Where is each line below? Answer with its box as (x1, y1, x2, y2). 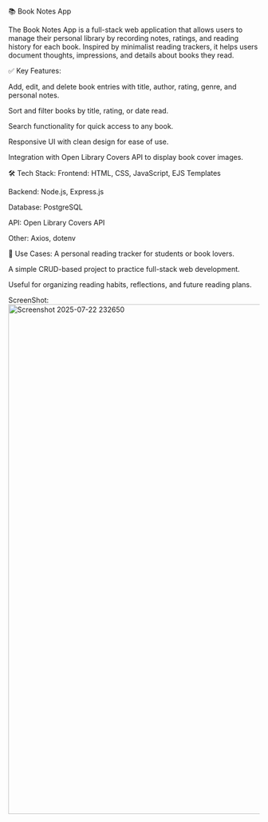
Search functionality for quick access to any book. (8, 122, 174, 130)
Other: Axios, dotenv (8, 233, 76, 242)
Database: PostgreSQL (8, 202, 84, 212)
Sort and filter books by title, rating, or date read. (8, 106, 169, 115)
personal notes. (8, 90, 60, 100)
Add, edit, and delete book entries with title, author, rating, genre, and (8, 82, 237, 91)
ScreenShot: (8, 295, 49, 305)
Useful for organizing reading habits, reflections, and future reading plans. (8, 280, 252, 289)
